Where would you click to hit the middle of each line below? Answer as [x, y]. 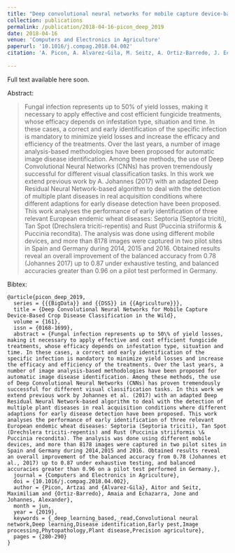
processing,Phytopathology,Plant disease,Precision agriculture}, [106, 531]
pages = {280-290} [41, 537]
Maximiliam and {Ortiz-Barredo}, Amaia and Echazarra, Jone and [103, 493]
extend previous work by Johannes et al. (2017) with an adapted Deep [112, 395]
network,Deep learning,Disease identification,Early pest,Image [103, 524]
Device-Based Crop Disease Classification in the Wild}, [92, 315]
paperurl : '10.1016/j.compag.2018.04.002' [70, 46]
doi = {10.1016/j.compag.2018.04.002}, [72, 481]
